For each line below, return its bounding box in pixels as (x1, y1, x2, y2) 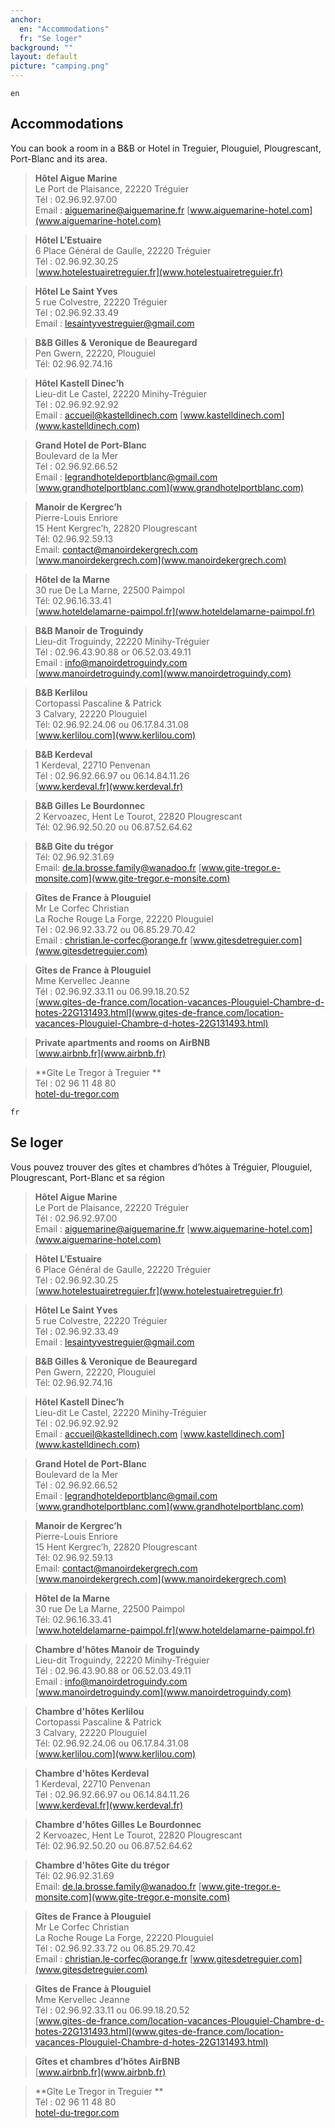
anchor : (10, 14, 43, 25)
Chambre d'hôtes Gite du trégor (34, 1859, 170, 1871)
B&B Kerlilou (34, 686, 88, 698)
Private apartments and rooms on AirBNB (34, 1036, 211, 1048)
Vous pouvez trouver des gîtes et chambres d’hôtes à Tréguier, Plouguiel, (10, 1161, 313, 1173)
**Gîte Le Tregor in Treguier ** (34, 2085, 164, 2097)
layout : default (10, 52, 78, 62)
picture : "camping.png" (10, 61, 110, 71)
